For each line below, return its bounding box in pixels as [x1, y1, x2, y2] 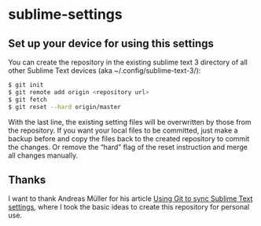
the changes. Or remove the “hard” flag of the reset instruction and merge [8, 142, 248, 151]
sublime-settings [8, 5, 123, 24]
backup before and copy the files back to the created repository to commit [8, 133, 250, 143]
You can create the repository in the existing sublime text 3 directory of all [8, 57, 248, 67]
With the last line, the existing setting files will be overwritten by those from [8, 117, 252, 126]
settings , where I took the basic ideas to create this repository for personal [8, 202, 250, 212]
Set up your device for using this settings [8, 37, 215, 50]
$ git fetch [8, 96, 47, 104]
